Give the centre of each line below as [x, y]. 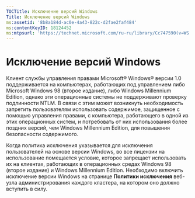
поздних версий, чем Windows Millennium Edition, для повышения [88, 128]
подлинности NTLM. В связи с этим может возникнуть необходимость [95, 103]
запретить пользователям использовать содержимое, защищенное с [93, 109]
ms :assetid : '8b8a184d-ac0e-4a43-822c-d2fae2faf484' [72, 22]
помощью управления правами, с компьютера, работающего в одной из [97, 116]
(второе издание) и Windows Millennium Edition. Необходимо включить [95, 171]
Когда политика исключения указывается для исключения [79, 145]
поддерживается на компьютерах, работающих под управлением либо [95, 85]
